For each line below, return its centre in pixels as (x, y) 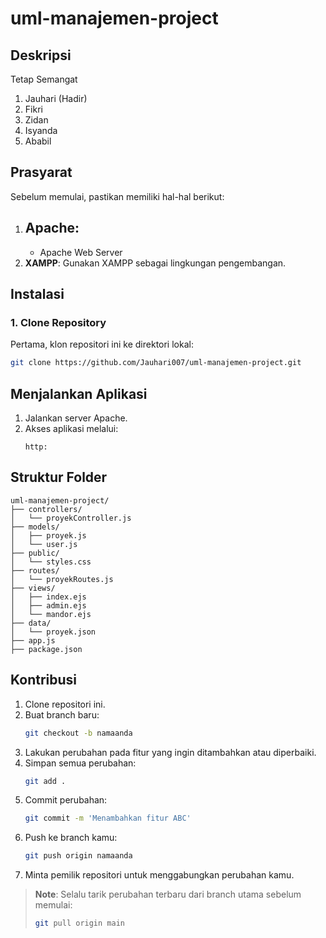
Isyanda (41, 130)
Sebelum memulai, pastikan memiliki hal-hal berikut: (117, 196)
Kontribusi (44, 680)
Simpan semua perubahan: (80, 763)
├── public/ (35, 553)
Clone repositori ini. (65, 704)
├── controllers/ (46, 509)
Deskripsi (41, 55)
